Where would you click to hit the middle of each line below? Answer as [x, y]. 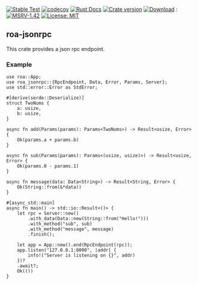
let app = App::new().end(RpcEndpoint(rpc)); [75, 245]
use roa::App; [24, 77]
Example [19, 64]
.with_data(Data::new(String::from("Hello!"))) [88, 219]
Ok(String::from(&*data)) [49, 187]
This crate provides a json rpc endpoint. [55, 49]
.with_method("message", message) [71, 229]
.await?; [28, 266]
